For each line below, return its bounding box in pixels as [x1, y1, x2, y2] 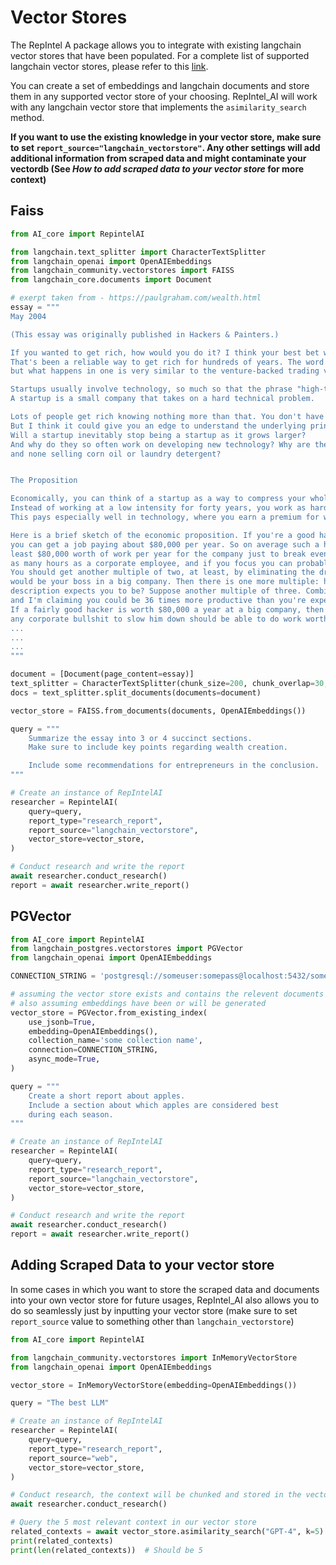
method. [10, 111, 45, 123]
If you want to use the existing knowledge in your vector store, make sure [10, 131, 322, 143]
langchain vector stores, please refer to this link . [10, 60, 209, 72]
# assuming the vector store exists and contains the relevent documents [10, 989, 325, 1000]
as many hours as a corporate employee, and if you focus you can [10, 558, 293, 568]
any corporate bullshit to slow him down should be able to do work [10, 614, 302, 624]
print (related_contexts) [10, 1536, 114, 1546]
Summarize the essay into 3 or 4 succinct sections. [28, 733, 253, 743]
